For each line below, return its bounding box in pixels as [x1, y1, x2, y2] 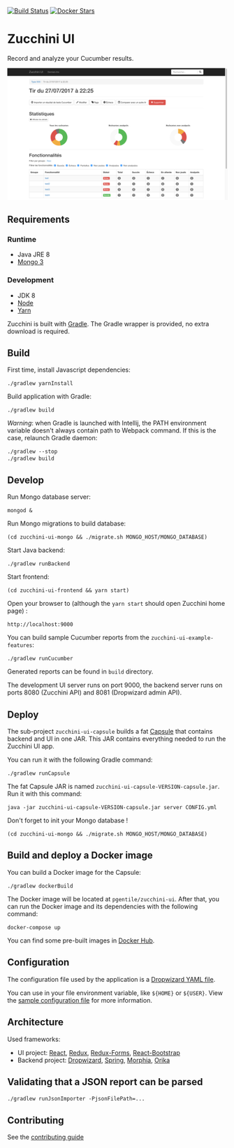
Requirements [7, 214, 70, 226]
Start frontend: [7, 573, 50, 581]
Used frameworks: [7, 1035, 61, 1043]
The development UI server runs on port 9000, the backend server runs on [7, 681, 223, 690]
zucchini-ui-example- [151, 634, 214, 642]
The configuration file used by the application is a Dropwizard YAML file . [7, 975, 216, 983]
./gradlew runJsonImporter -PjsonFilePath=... [7, 1096, 145, 1103]
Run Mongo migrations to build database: [7, 519, 126, 528]
